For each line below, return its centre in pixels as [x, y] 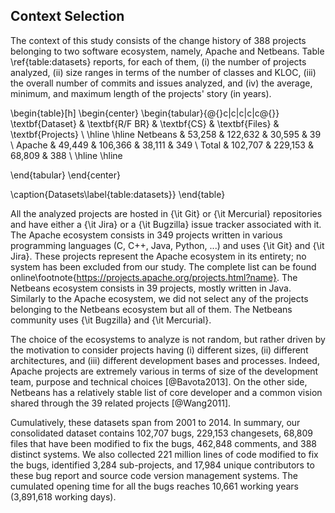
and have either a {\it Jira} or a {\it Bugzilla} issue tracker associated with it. [166, 224]
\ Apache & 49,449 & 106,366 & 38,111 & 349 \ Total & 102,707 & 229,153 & [162, 145]
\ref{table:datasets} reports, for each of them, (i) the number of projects [158, 61]
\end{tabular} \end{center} [65, 175]
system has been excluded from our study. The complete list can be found [163, 266]
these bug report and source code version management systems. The [154, 475]
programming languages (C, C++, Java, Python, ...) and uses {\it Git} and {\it [167, 245]
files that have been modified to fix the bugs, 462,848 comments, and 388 [164, 443]
